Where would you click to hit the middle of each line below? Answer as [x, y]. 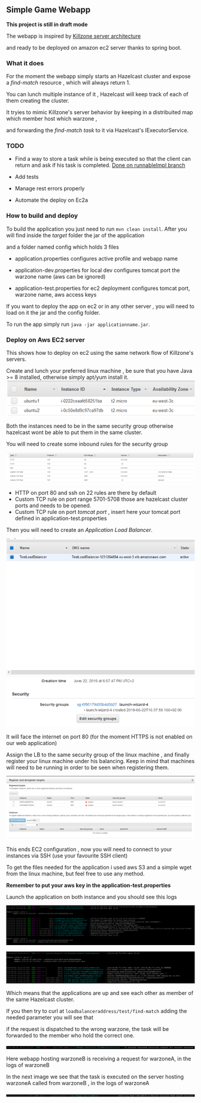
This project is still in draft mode [47, 24]
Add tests [27, 177]
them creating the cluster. [38, 101]
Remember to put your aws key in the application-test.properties [89, 886]
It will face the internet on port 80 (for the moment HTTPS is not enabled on [99, 736]
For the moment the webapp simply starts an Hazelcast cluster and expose [99, 76]
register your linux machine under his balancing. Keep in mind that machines [100, 761]
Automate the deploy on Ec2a [51, 200]
